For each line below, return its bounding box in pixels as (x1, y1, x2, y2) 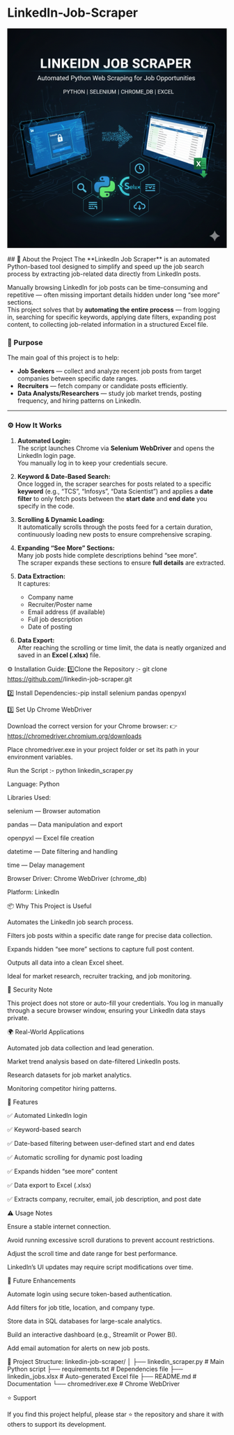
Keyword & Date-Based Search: (17, 472, 111, 480)
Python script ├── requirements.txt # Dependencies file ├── (7, 1365, 183, 1373)
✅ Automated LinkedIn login (7, 1111, 88, 1119)
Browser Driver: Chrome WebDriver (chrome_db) (7, 874, 148, 882)
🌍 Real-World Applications (7, 1027, 85, 1036)
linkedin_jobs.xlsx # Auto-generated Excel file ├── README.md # (7, 1372, 197, 1381)
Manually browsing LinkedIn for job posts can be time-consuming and (7, 283, 208, 291)
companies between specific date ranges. (17, 374, 139, 383)
